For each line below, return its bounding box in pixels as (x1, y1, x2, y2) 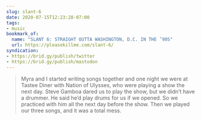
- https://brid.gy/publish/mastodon (6, 59, 98, 64)
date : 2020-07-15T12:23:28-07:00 (6, 14, 90, 20)
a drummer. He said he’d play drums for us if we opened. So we (20, 94, 178, 101)
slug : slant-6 (6, 8, 42, 15)
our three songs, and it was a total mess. (20, 107, 122, 114)
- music (6, 25, 26, 32)
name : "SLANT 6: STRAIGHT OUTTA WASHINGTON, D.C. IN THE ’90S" (11, 36, 173, 42)
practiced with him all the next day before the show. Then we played (20, 100, 190, 107)
